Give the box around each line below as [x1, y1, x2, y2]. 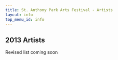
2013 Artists [5, 36, 45, 44]
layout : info [5, 12, 33, 17]
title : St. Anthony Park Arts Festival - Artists [5, 7, 113, 13]
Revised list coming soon [5, 49, 58, 55]
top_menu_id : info [5, 17, 44, 22]
